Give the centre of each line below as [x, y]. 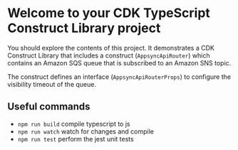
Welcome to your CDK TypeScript [109, 13]
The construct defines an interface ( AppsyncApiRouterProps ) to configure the [119, 77]
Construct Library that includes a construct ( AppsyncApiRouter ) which [109, 55]
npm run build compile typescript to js [74, 124]
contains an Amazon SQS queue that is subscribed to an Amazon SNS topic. [119, 63]
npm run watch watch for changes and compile [86, 131]
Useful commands [49, 107]
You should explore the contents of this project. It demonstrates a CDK [111, 48]
